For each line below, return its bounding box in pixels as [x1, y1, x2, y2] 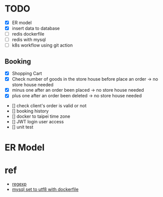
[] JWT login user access [11, 119, 64, 125]
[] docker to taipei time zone [11, 113, 70, 119]
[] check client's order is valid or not [11, 103, 87, 109]
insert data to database [11, 26, 60, 31]
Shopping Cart [11, 71, 42, 77]
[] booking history [11, 108, 49, 114]
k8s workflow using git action [11, 42, 73, 48]
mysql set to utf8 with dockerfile [11, 186, 78, 192]
